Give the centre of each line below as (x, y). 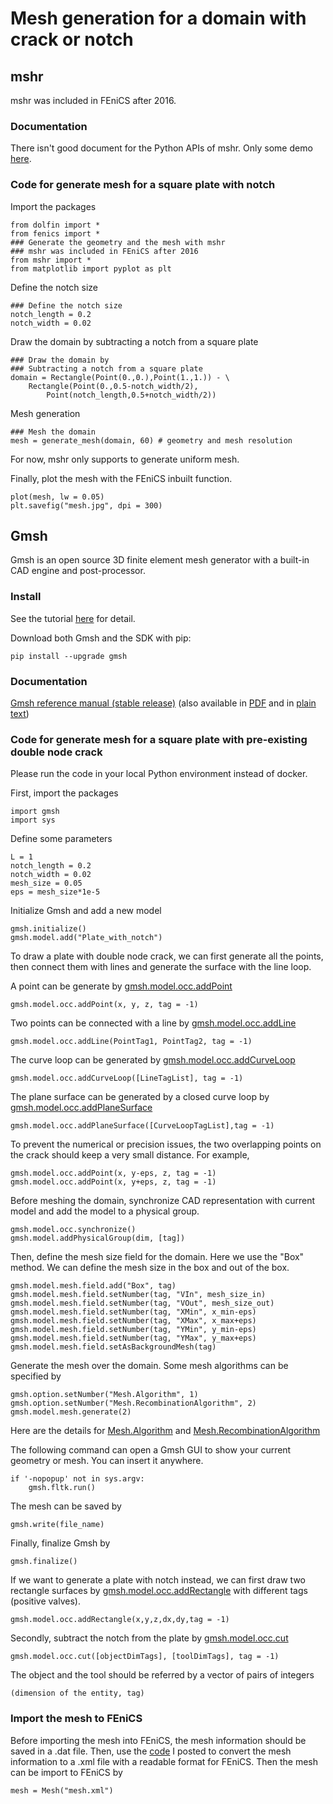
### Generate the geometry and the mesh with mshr (118, 242)
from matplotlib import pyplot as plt (91, 268)
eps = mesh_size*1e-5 (55, 892)
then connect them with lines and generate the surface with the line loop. (161, 967)
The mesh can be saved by (66, 1506)
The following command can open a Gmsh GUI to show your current (151, 1450)
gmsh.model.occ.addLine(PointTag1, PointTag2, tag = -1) (131, 1042)
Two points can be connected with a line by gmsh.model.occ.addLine (153, 1023)
